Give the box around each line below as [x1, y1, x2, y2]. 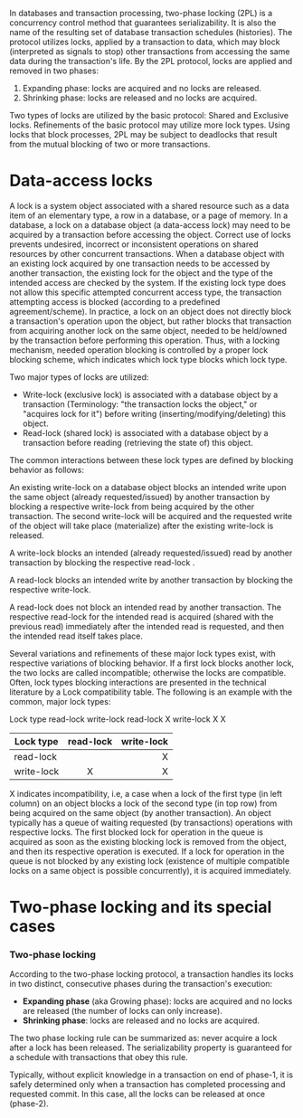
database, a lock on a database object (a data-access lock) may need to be [9, 219, 291, 230]
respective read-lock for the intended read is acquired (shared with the [9, 611, 274, 622]
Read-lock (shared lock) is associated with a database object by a [22, 427, 269, 438]
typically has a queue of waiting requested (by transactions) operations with [9, 817, 294, 828]
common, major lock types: [9, 696, 111, 706]
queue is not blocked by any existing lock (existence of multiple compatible [9, 855, 290, 867]
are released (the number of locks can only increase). [22, 1006, 223, 1017]
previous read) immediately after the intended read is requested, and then [9, 621, 285, 631]
